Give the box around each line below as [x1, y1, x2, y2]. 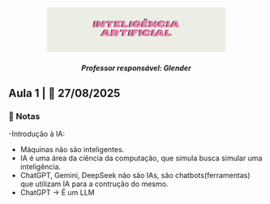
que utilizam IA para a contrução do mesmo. [19, 179, 169, 189]
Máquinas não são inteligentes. [19, 145, 125, 155]
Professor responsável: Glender [80, 63, 192, 73]
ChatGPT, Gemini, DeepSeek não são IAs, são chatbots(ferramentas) [19, 171, 251, 181]
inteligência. [19, 162, 62, 172]
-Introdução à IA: [8, 129, 65, 139]
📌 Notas [8, 111, 41, 122]
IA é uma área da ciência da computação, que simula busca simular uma [19, 153, 263, 164]
